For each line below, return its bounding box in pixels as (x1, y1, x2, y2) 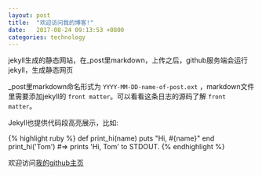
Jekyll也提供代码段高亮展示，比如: (8, 118, 119, 127)
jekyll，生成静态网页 (8, 66, 73, 75)
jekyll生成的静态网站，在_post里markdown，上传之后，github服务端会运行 (8, 55, 249, 65)
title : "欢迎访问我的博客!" (8, 19, 94, 27)
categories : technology (8, 33, 86, 41)
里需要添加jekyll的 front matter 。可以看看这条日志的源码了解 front (8, 91, 226, 102)
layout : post (8, 11, 51, 20)
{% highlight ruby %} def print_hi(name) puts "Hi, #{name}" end (8, 134, 215, 143)
